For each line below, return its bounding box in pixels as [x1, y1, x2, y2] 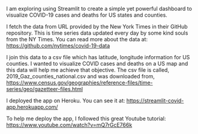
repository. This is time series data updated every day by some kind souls [6, 29, 188, 36]
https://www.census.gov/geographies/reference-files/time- [6, 79, 153, 86]
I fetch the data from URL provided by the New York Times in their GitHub [6, 23, 188, 30]
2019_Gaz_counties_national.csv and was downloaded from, [6, 73, 155, 80]
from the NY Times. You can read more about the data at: [6, 36, 148, 42]
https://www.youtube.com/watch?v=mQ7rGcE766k [6, 121, 133, 128]
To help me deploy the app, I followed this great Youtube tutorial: [6, 115, 166, 122]
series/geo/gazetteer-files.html [6, 86, 83, 92]
